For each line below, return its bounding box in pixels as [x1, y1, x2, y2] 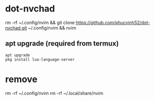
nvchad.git [5, 24, 27, 30]
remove [5, 73, 37, 85]
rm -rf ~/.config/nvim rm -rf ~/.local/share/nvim [5, 90, 103, 96]
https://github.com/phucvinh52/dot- [75, 19, 150, 25]
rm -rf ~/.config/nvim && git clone [5, 19, 75, 25]
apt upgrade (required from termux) [5, 39, 119, 48]
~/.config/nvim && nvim [27, 24, 76, 30]
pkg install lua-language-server [5, 57, 75, 62]
